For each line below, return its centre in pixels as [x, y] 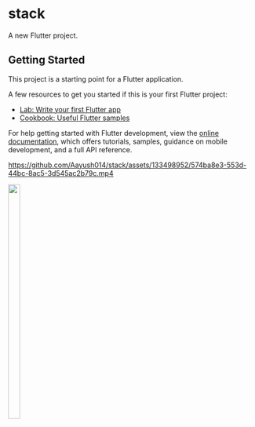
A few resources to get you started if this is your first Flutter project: [118, 94]
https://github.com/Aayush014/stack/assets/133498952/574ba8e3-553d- [127, 165]
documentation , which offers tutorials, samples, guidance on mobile [118, 141]
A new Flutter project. [43, 35]
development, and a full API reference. [70, 149]
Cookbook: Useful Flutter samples [75, 118]
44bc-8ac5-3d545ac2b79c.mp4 [61, 173]
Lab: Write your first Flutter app [70, 109]
